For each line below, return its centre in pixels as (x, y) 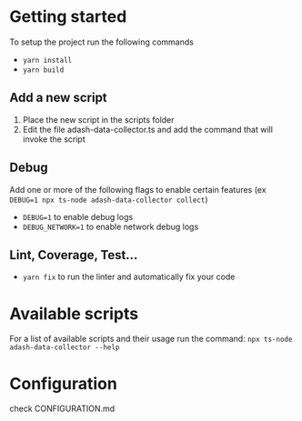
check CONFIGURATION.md (62, 409)
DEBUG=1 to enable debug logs (78, 216)
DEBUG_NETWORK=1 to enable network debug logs (111, 226)
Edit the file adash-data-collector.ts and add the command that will (147, 129)
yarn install (47, 60)
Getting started (68, 17)
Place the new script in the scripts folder (98, 119)
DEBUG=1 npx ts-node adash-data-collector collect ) (109, 199)
